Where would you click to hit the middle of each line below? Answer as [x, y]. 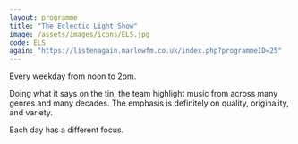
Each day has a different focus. [67, 130]
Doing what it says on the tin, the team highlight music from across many [144, 94]
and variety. [31, 113]
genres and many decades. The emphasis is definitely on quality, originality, [149, 103]
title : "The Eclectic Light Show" [74, 26]
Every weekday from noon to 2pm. [73, 76]
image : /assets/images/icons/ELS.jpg [80, 34]
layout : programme [43, 17]
